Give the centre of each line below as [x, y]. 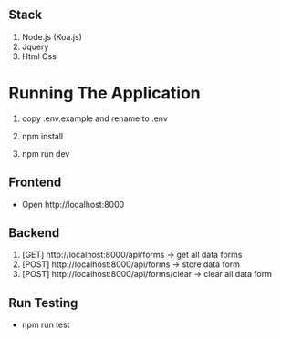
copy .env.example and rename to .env [94, 118]
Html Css [39, 56]
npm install [42, 136]
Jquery [35, 46]
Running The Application [105, 93]
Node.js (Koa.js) [52, 36]
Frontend [35, 183]
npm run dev [46, 153]
